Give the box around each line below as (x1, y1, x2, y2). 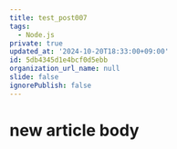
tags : (9, 22, 30, 31)
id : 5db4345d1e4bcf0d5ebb (9, 55, 108, 65)
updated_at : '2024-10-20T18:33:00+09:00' (9, 47, 170, 56)
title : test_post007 (9, 13, 88, 23)
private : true (9, 38, 64, 48)
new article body (9, 120, 140, 141)
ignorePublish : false (9, 81, 92, 90)
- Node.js (17, 30, 55, 39)
